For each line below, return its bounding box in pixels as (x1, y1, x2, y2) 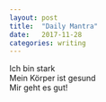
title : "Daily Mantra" (9, 22, 99, 31)
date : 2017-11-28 (9, 30, 83, 39)
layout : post (9, 13, 58, 23)
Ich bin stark (9, 63, 56, 74)
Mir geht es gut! (9, 82, 68, 93)
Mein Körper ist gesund (9, 73, 96, 84)
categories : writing (9, 38, 87, 48)
